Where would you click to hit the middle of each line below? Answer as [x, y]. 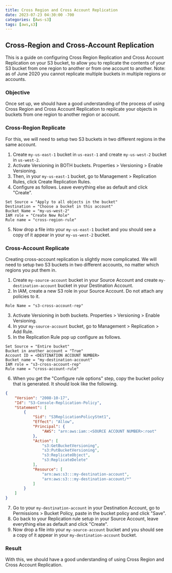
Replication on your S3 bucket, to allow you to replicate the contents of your [85, 63]
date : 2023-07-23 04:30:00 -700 [40, 15]
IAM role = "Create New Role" [38, 215]
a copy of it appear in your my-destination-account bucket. [75, 535]
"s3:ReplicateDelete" [65, 460]
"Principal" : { [49, 427]
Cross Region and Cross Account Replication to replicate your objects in [81, 109]
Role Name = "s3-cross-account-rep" [44, 305]
